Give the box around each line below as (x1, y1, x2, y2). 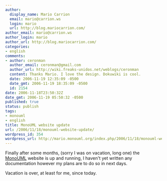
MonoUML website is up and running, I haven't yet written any (5, 155, 133, 161)
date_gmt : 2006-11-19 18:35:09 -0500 (9, 81, 88, 86)
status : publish (5, 104, 39, 109)
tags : (5, 109, 16, 114)
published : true (5, 100, 39, 105)
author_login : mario (5, 35, 48, 40)
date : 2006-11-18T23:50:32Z (5, 90, 64, 95)
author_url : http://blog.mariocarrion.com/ (5, 40, 97, 45)
